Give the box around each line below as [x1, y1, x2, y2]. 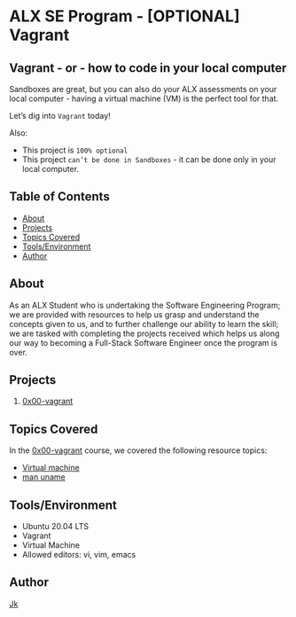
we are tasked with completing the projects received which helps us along [9, 328, 280, 339]
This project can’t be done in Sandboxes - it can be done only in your [21, 154, 277, 165]
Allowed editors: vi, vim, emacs [21, 550, 136, 560]
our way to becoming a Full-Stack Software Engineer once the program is [9, 337, 277, 348]
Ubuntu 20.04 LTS [21, 521, 90, 532]
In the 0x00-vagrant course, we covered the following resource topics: [9, 445, 268, 456]
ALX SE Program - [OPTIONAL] [9, 6, 240, 27]
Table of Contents [9, 189, 111, 205]
